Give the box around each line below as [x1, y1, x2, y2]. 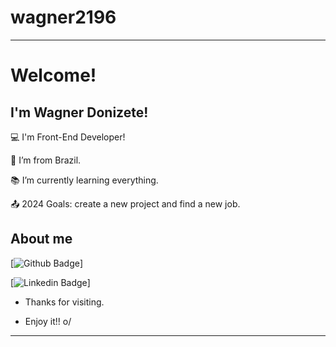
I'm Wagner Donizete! [10, 104, 149, 121]
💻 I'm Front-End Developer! [10, 131, 126, 143]
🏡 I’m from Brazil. [10, 154, 82, 166]
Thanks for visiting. [24, 296, 105, 308]
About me [10, 231, 73, 248]
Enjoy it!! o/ [24, 315, 72, 327]
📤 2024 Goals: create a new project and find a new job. [10, 197, 241, 210]
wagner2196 [10, 6, 117, 29]
